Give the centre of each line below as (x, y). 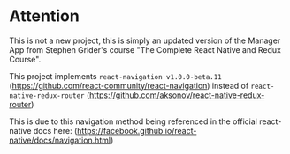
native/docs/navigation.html (60, 140)
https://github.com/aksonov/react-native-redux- (177, 95)
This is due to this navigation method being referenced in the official (134, 121)
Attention (44, 16)
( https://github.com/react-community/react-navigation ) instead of (129, 85)
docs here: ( (55, 130)
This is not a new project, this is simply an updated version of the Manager (145, 40)
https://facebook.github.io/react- (137, 130)
